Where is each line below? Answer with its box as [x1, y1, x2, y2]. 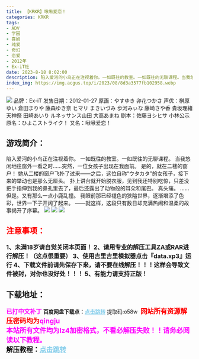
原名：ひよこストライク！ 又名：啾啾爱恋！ [6, 119, 111, 126]
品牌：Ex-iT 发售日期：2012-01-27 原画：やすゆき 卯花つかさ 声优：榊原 [13, 97, 190, 104]
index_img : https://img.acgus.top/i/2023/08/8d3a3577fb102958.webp [6, 80, 176, 86]
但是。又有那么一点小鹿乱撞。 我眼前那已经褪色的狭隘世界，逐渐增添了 [6, 192, 179, 199]
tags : [6, 20, 20, 25]
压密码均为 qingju [6, 317, 60, 325]
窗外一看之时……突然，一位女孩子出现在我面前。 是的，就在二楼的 [21, 162, 183, 169]
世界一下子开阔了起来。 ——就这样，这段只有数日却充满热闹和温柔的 [16, 199, 184, 206]
